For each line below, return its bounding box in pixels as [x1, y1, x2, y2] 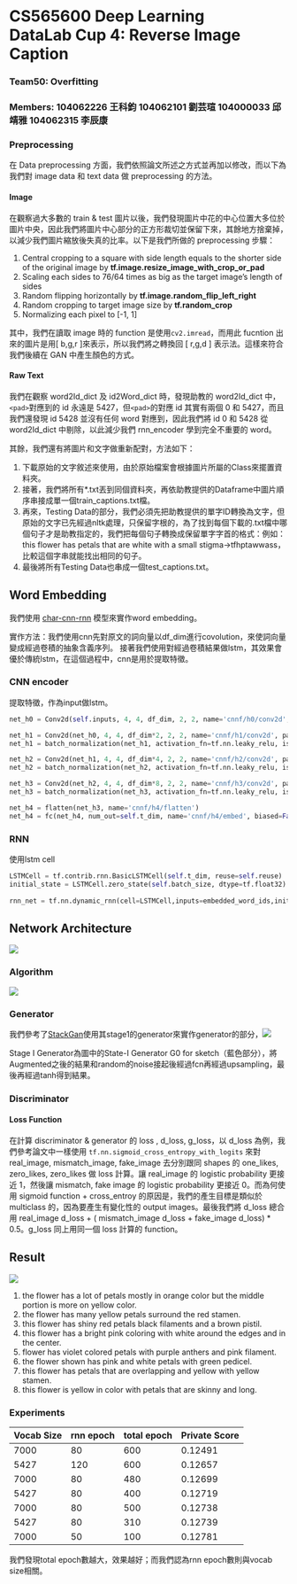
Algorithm [9, 966, 54, 978]
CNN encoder [9, 676, 69, 688]
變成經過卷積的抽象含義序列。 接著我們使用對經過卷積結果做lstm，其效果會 [9, 642, 283, 653]
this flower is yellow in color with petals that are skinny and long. [21, 1384, 258, 1394]
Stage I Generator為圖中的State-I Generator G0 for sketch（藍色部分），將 [9, 1047, 278, 1058]
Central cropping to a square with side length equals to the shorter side [21, 252, 282, 263]
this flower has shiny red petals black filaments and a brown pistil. [21, 1318, 263, 1329]
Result [9, 1250, 46, 1265]
